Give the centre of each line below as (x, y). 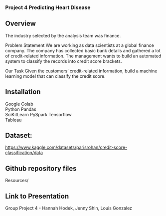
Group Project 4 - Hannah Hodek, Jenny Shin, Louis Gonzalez (69, 208)
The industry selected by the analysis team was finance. (63, 35)
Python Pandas (21, 109)
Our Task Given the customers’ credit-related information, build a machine (81, 71)
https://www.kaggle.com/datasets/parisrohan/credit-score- (66, 147)
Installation (23, 92)
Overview (21, 24)
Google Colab (19, 104)
